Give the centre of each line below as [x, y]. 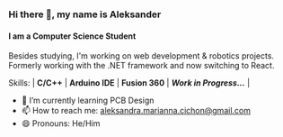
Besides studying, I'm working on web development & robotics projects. [141, 56]
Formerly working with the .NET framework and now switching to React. [141, 66]
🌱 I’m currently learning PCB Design [88, 100]
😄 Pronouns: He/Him [61, 123]
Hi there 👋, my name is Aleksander [85, 14]
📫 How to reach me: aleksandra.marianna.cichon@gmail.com [136, 111]
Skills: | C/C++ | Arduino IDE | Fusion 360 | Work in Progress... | [129, 83]
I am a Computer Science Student [72, 36]
